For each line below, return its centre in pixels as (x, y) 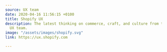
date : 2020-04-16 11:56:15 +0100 (40, 14)
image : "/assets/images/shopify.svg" (44, 33)
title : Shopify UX (24, 19)
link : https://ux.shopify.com (37, 38)
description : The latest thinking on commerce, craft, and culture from (82, 24)
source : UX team (22, 10)
